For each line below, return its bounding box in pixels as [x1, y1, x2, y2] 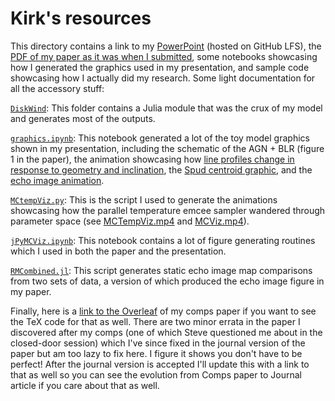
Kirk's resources [10, 7, 152, 30]
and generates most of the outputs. [10, 112, 156, 124]
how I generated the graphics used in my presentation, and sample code [10, 61, 310, 73]
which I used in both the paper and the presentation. [10, 245, 227, 257]
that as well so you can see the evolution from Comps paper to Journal [10, 368, 302, 381]
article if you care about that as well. [10, 379, 160, 391]
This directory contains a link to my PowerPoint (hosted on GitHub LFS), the [10, 40, 322, 52]
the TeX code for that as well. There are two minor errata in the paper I [10, 315, 301, 327]
